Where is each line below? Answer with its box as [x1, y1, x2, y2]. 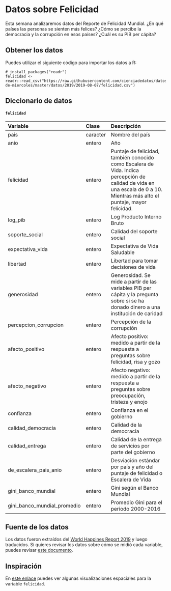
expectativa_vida [8, 246, 48, 253]
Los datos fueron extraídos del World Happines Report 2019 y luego [5, 536, 148, 543]
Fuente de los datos [5, 523, 69, 531]
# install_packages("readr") [5, 69, 67, 74]
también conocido [110, 154, 154, 161]
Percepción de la [110, 318, 151, 325]
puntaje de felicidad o [110, 470, 163, 477]
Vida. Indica [110, 167, 139, 174]
